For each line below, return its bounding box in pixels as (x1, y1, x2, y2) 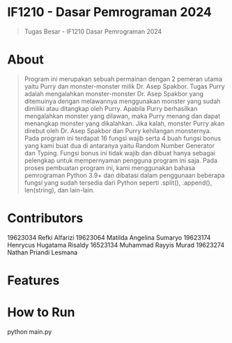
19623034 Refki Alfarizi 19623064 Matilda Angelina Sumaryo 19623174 (7, 233, 211, 241)
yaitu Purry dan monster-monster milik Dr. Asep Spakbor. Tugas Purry (24, 82, 225, 91)
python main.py (7, 327, 52, 335)
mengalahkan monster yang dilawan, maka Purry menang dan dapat (24, 112, 221, 120)
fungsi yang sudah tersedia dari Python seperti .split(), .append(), (24, 178, 212, 187)
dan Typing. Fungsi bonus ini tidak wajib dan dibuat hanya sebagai (24, 148, 215, 157)
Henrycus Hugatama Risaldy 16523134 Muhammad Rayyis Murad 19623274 (7, 241, 225, 249)
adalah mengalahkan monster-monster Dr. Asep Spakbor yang (24, 89, 204, 98)
